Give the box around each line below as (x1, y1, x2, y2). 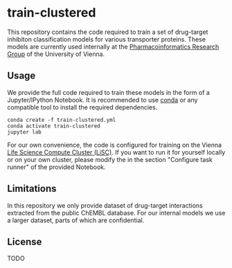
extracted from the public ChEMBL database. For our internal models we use (7, 208, 226, 217)
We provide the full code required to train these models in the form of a (7, 88, 210, 96)
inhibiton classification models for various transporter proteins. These (7, 35, 206, 43)
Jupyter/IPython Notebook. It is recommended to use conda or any (7, 96, 198, 104)
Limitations (7, 183, 57, 195)
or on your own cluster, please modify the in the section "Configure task (7, 155, 213, 163)
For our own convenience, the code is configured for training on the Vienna (7, 141, 222, 149)
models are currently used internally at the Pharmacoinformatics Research (7, 42, 220, 51)
